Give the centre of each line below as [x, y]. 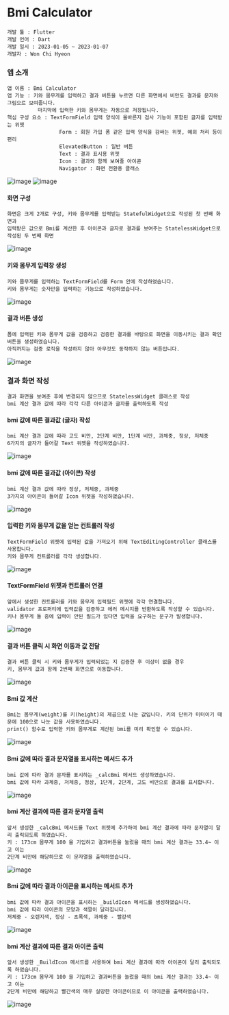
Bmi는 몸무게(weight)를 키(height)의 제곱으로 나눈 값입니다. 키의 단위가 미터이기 [111, 715]
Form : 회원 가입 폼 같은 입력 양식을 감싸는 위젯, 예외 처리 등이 [140, 132]
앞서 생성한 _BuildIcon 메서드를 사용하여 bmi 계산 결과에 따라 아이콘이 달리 [103, 963]
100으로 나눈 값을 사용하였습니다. [61, 722]
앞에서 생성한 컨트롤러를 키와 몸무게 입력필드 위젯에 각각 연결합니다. [91, 601]
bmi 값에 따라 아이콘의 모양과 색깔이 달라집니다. [67, 909]
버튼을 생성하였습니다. [33, 342]
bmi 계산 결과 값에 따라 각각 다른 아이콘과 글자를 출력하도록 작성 [88, 404]
